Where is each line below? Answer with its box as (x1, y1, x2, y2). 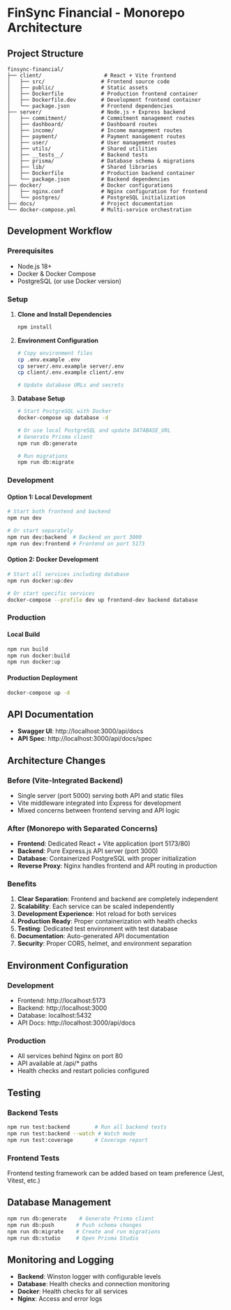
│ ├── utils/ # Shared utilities (7, 145, 158, 152)
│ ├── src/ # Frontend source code (7, 78, 170, 85)
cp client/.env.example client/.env (17, 369, 124, 376)
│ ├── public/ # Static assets (7, 84, 149, 91)
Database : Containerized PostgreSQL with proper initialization (17, 854, 197, 863)
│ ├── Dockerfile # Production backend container (7, 170, 195, 176)
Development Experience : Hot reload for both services (17, 910, 177, 918)
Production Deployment (7, 673, 78, 682)
